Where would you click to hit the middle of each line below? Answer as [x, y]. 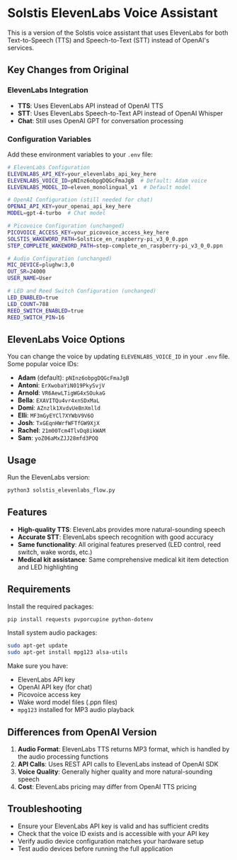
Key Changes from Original [68, 70]
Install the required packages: [51, 606]
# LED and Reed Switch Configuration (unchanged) [82, 291]
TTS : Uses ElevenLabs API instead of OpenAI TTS [91, 106]
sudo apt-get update [38, 646]
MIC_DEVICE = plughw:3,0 [41, 265]
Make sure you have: [38, 666]
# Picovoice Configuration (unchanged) [66, 226]
